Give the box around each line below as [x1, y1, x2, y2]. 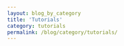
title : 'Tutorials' [7, 16, 63, 23]
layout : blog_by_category [7, 9, 81, 17]
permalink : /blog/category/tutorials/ [7, 28, 118, 36]
